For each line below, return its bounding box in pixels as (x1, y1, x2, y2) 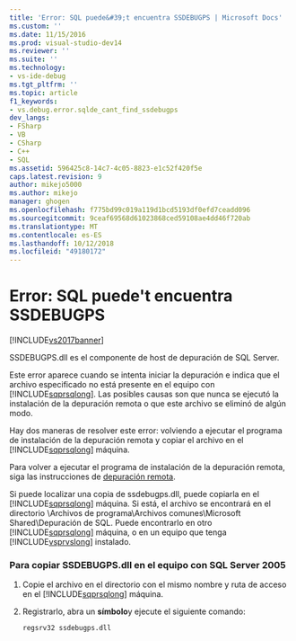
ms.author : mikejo (9, 189, 78, 198)
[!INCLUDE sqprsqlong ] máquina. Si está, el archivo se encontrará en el (9, 498, 272, 509)
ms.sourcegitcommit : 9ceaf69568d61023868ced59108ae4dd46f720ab (9, 213, 251, 223)
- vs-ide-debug (9, 72, 66, 81)
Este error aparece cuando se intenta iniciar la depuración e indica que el (9, 369, 280, 380)
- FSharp (9, 122, 42, 131)
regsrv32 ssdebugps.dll (22, 624, 112, 633)
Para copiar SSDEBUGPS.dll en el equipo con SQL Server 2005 (9, 558, 286, 571)
